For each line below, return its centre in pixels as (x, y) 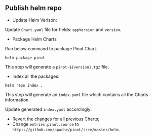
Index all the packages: (36, 76)
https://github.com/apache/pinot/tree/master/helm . (66, 129)
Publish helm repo (34, 8)
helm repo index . (24, 85)
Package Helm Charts (34, 39)
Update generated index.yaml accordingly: (49, 109)
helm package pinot (25, 58)
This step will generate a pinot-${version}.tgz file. (57, 67)
